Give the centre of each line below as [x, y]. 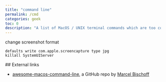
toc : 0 [12, 23]
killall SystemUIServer [30, 56]
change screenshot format [32, 42]
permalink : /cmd [22, 14]
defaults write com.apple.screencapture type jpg [57, 51]
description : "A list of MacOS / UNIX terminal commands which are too [80, 28]
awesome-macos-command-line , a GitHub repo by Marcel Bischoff [81, 74]
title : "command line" [28, 10]
